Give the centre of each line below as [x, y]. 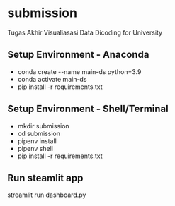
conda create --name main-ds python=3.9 [79, 71]
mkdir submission [43, 126]
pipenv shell [35, 148]
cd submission [39, 133]
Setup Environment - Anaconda [78, 55]
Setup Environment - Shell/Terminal [88, 109]
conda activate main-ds [52, 79]
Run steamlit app [45, 178]
